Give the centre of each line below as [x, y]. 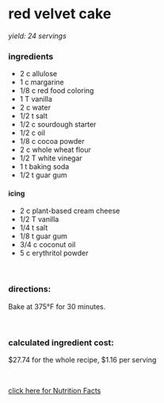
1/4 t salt [34, 228]
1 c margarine [42, 82]
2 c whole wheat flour [55, 150]
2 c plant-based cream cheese [70, 211]
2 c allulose [38, 74]
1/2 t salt [33, 116]
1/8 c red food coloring [57, 91]
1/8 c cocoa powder [52, 141]
